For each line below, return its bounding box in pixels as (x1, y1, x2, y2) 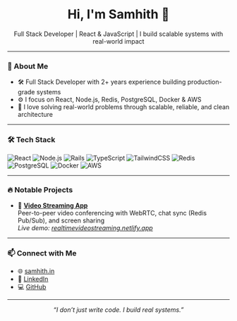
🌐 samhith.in (17, 267, 55, 275)
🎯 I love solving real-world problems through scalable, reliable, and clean (17, 103, 230, 111)
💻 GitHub (17, 283, 47, 291)
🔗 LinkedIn (17, 275, 49, 284)
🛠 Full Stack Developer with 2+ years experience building (17, 77, 186, 87)
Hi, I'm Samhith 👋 (67, 6, 170, 23)
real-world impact (92, 37, 145, 45)
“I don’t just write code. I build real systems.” (53, 306, 184, 314)
